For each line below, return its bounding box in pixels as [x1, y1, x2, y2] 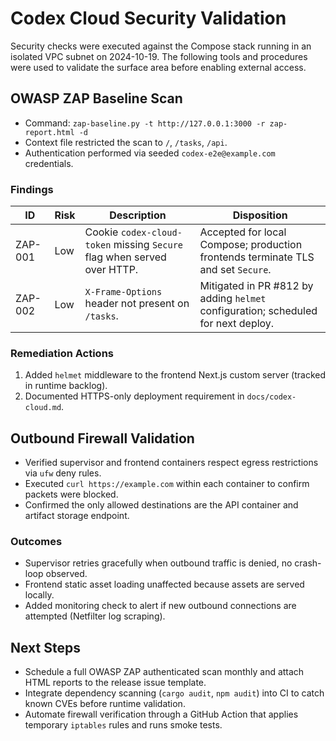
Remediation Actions [10, 346, 114, 360]
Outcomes [10, 535, 63, 549]
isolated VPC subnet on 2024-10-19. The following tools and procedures [10, 50, 308, 62]
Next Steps [10, 639, 81, 656]
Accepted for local [199, 225, 287, 239]
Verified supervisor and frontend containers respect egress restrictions [24, 457, 319, 469]
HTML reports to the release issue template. [24, 677, 207, 689]
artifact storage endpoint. [24, 510, 130, 522]
